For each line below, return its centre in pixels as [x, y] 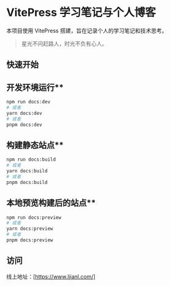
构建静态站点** [35, 145]
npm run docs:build [31, 159]
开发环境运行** [35, 87]
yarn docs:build [27, 171]
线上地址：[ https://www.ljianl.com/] [51, 276]
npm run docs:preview [34, 218]
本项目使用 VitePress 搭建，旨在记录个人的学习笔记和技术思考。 [87, 31]
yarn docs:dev [24, 113]
